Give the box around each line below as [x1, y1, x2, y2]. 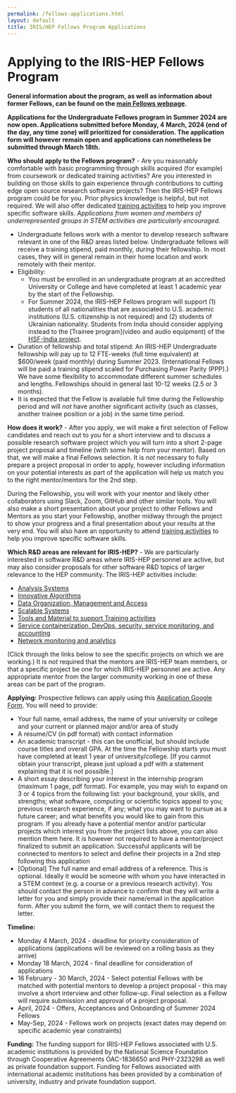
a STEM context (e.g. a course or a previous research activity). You [17, 880, 213, 888]
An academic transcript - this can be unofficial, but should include [17, 737, 210, 746]
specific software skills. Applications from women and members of [7, 209, 202, 218]
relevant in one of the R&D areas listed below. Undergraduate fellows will [17, 237, 229, 246]
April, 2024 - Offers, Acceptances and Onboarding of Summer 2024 [17, 1004, 216, 1013]
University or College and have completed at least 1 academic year [27, 282, 222, 291]
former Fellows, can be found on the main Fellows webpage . [7, 99, 187, 108]
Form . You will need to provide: [7, 701, 98, 710]
